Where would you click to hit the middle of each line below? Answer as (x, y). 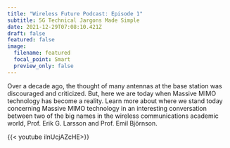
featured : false (31, 40)
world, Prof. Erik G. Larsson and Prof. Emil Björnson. (83, 123)
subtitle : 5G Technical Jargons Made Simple (74, 20)
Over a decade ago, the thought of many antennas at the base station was (115, 86)
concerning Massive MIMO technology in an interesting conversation (107, 108)
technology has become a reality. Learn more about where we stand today (115, 101)
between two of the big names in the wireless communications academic (113, 116)
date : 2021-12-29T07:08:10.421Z (55, 27)
